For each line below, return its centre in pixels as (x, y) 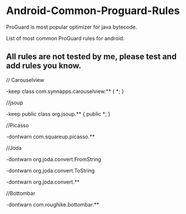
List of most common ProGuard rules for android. (65, 38)
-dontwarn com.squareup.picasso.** (50, 136)
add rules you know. (44, 66)
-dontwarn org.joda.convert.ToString (50, 170)
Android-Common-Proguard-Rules (93, 11)
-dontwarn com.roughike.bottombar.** (53, 204)
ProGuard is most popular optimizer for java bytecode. (72, 27)
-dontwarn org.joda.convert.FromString (54, 159)
